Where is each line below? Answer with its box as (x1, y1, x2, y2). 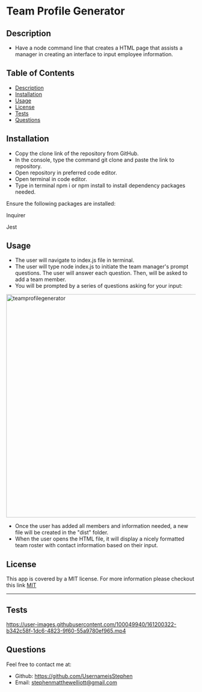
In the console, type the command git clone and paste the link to (14, 156, 174, 163)
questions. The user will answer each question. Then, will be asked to (14, 270, 188, 277)
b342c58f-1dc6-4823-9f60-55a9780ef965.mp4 (6, 627, 126, 635)
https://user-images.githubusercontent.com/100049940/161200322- (6, 621, 177, 628)
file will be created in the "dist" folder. (14, 529, 109, 536)
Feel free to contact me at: (6, 661, 72, 668)
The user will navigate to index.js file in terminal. (14, 256, 135, 264)
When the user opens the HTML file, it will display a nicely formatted (14, 535, 185, 542)
